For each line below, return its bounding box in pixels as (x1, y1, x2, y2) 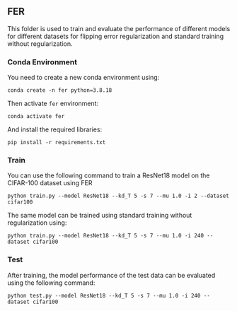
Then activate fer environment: (7, 99, 99, 108)
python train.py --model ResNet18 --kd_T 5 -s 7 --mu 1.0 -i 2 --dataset (7, 192, 230, 200)
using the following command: (7, 278, 96, 287)
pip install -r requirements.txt (7, 139, 106, 146)
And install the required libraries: (7, 125, 103, 134)
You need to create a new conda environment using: (7, 74, 160, 82)
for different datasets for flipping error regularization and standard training (7, 32, 224, 40)
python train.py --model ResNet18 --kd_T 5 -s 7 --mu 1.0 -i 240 (7, 233, 204, 240)
